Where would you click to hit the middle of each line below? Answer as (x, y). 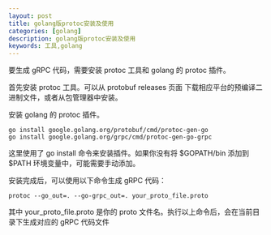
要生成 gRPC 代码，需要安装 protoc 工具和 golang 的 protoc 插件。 (120, 70)
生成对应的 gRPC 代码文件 (66, 222)
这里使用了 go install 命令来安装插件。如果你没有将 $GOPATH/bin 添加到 (129, 153)
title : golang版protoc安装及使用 (61, 23)
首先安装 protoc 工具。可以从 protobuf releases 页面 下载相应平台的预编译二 (136, 88)
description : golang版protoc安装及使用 (72, 38)
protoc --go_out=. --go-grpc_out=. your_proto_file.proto (108, 196)
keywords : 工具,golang (45, 46)
